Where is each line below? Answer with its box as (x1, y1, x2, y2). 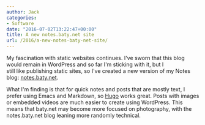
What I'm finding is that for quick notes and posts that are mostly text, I (6, 86, 185, 93)
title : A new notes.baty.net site (6, 32, 95, 38)
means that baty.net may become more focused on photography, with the (6, 105, 192, 112)
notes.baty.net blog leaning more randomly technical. (6, 112, 141, 119)
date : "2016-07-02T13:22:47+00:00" (6, 26, 97, 32)
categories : (6, 15, 37, 21)
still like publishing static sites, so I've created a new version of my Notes (6, 67, 191, 74)
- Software (6, 20, 34, 26)
